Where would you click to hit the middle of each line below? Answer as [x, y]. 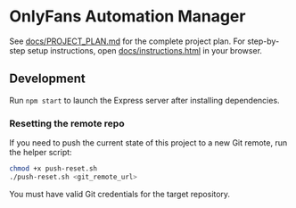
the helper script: [41, 153]
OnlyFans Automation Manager [127, 17]
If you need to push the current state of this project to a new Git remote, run [148, 143]
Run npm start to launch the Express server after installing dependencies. [144, 100]
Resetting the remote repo [67, 123]
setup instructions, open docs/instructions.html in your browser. [145, 50]
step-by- [263, 41]
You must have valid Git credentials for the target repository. [119, 194]
